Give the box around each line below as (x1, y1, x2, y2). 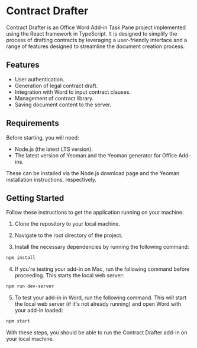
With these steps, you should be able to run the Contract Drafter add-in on (6, 329, 188, 336)
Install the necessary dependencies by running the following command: (14, 243, 189, 251)
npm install (6, 255, 35, 261)
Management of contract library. (14, 94, 94, 102)
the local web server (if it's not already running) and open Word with (14, 300, 182, 308)
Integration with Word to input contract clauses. (14, 88, 131, 96)
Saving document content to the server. (14, 101, 111, 108)
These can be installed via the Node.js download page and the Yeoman (6, 169, 180, 176)
